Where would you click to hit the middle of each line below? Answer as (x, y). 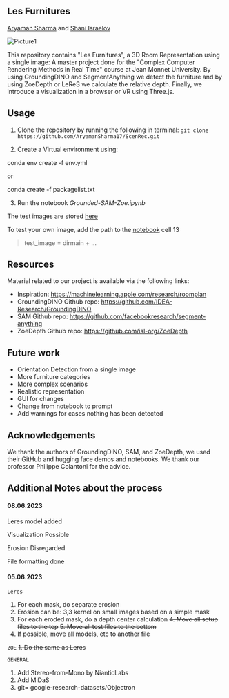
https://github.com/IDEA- (137, 302)
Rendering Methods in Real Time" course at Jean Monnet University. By (109, 69)
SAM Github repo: (42, 316)
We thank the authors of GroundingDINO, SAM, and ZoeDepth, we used (109, 452)
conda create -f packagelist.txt (51, 189)
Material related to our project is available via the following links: (98, 281)
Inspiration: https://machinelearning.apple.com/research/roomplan (112, 294)
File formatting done (36, 561)
